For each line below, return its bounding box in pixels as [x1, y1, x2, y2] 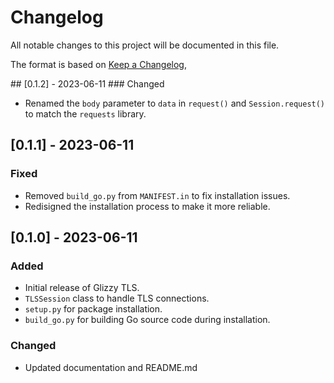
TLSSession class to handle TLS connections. [24, 292, 210, 305]
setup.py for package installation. [24, 303, 163, 315]
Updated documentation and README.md [24, 361, 198, 373]
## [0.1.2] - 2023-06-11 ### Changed [10, 77, 165, 90]
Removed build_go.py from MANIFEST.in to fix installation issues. [24, 189, 291, 201]
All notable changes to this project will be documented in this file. [10, 39, 280, 51]
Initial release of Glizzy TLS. [24, 282, 140, 294]
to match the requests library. [24, 107, 147, 120]
